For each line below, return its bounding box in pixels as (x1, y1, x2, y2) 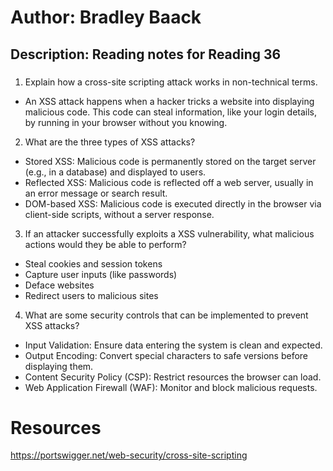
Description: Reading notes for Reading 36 (10, 46, 282, 63)
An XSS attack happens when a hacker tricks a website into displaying (24, 95, 315, 107)
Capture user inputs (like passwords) (24, 268, 178, 280)
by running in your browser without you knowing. (24, 116, 228, 128)
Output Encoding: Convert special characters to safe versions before (24, 349, 309, 361)
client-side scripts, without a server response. (24, 208, 215, 220)
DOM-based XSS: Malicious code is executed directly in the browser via (24, 197, 322, 210)
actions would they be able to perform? (24, 238, 187, 250)
